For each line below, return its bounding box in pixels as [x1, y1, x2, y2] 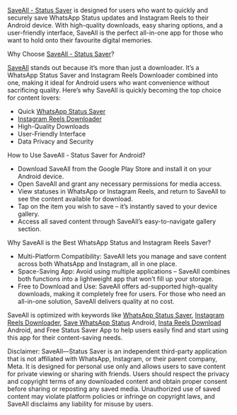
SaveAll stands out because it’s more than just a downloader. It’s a [7, 64, 200, 71]
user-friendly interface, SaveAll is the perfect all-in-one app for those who [7, 28, 224, 37]
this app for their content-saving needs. [7, 334, 123, 341]
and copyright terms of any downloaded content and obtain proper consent [7, 378, 228, 385]
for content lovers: [7, 93, 62, 102]
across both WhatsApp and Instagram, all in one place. [17, 259, 178, 268]
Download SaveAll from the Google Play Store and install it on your [17, 165, 212, 173]
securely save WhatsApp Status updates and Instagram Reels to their [7, 13, 209, 22]
